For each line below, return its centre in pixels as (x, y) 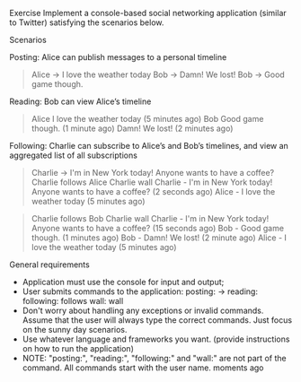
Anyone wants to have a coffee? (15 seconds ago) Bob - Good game (158, 228)
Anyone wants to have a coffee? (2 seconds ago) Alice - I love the (153, 191)
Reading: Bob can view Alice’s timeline (80, 101)
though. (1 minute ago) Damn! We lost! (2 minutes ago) (132, 128)
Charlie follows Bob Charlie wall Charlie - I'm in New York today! (150, 218)
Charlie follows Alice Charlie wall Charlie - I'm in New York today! (152, 182)
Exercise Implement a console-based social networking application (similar (148, 13)
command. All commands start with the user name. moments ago (143, 368)
